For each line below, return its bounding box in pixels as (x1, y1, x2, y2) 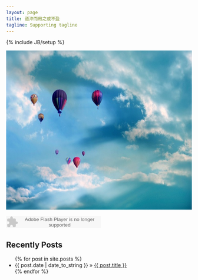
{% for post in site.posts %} (14, 255, 82, 262)
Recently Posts (6, 239, 63, 250)
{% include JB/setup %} (6, 39, 65, 46)
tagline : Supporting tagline (6, 22, 78, 28)
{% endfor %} (14, 268, 49, 275)
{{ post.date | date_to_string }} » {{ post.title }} (14, 262, 127, 269)
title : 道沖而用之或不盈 (6, 15, 60, 22)
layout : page (6, 9, 38, 15)
